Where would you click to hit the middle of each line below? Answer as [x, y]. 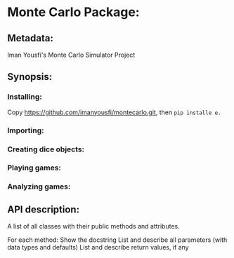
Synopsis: [30, 77]
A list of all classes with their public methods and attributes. [94, 226]
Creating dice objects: [46, 149]
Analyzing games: [39, 186]
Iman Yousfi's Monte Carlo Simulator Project [71, 55]
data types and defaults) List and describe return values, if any [98, 247]
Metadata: [31, 38]
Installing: [25, 97]
